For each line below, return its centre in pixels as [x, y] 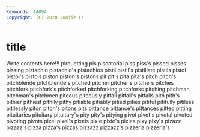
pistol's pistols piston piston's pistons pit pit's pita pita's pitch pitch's [91, 76]
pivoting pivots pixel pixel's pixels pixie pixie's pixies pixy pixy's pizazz [94, 121]
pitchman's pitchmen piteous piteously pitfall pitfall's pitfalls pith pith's [93, 96]
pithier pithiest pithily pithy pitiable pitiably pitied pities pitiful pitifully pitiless [100, 102]
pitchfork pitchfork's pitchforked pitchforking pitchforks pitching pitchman [98, 89]
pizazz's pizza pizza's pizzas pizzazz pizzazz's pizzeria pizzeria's [88, 127]
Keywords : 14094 [26, 12]
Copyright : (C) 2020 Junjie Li [45, 17]
